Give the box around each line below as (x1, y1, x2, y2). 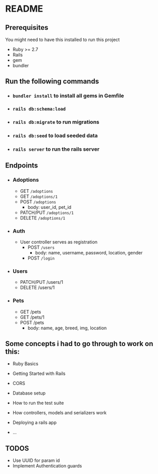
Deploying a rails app (12, 419, 57, 425)
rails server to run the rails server (12, 146, 100, 152)
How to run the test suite (12, 400, 64, 406)
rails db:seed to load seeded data (12, 132, 98, 139)
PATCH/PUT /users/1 (20, 279, 63, 285)
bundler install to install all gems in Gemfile (12, 92, 125, 99)
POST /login (27, 255, 55, 261)
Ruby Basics (12, 361, 39, 367)
